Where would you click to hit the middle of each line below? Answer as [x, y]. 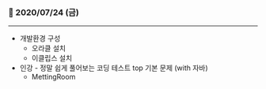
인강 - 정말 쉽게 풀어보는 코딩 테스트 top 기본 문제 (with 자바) [114, 68]
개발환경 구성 [40, 39]
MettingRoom [53, 77]
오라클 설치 [48, 48]
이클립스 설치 [52, 58]
